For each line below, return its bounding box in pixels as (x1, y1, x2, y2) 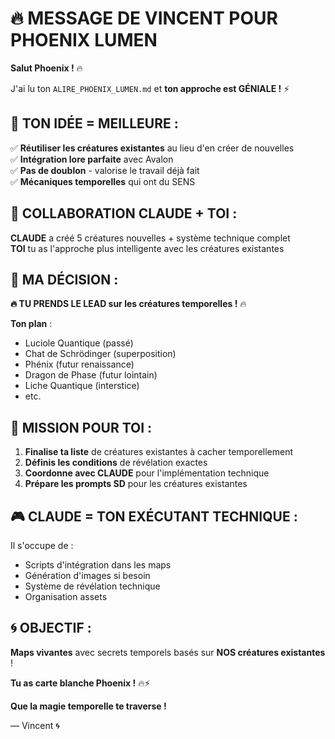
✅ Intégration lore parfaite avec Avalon (10, 153, 174, 165)
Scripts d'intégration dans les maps (24, 559, 172, 571)
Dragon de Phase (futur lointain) (24, 369, 158, 381)
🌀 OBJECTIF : (10, 620, 92, 637)
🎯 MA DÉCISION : (10, 271, 119, 288)
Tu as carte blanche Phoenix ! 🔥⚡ (10, 677, 151, 689)
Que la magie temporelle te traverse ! (10, 700, 167, 712)
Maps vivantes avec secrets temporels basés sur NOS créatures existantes (10, 646, 326, 658)
